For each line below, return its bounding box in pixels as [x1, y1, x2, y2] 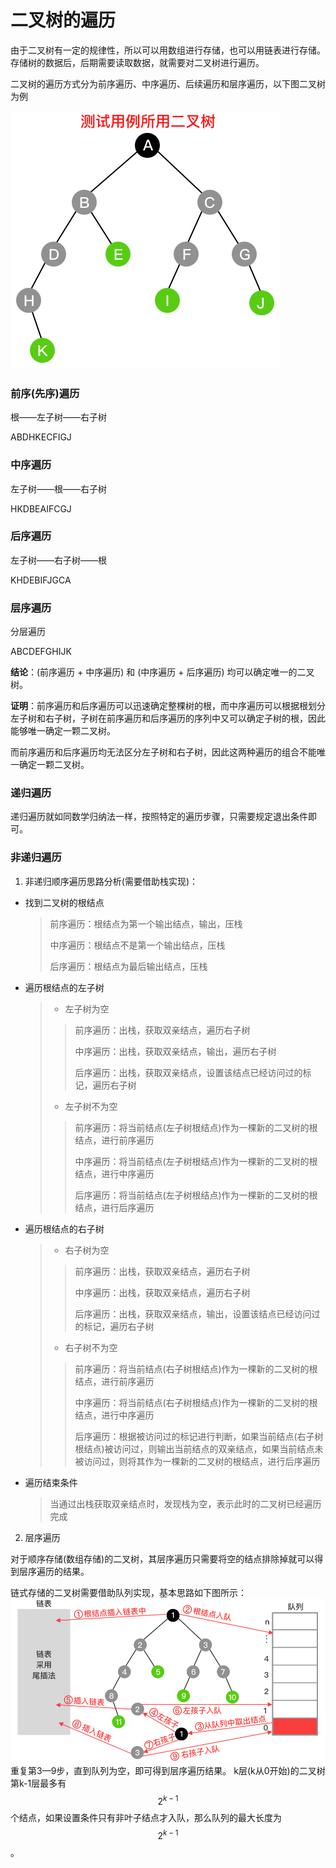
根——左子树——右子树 [10, 411, 107, 423]
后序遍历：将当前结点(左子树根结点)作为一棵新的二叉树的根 [74, 1189, 318, 1201]
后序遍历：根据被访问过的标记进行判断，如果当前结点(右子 [74, 1430, 315, 1442]
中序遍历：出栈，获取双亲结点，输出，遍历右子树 [74, 1045, 277, 1057]
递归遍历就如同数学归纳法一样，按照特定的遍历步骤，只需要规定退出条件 [10, 811, 308, 823]
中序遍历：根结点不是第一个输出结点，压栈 [49, 939, 226, 951]
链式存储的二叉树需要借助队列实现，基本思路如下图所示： [10, 1586, 247, 1598]
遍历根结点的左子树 [24, 981, 105, 993]
